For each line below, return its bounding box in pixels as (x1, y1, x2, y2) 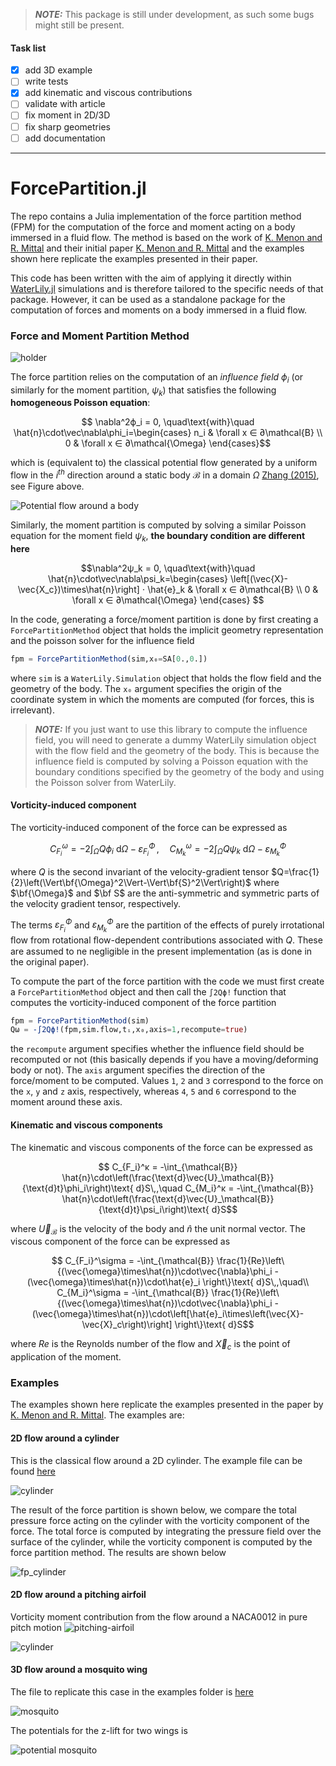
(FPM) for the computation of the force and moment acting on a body (10, 220, 296, 233)
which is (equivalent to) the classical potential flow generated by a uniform (10, 457, 318, 469)
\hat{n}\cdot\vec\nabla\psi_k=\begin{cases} (47, 572, 229, 584)
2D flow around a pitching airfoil (10, 1589, 147, 1601)
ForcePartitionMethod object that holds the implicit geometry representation (10, 624, 324, 636)
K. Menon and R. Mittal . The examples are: (10, 1409, 185, 1421)
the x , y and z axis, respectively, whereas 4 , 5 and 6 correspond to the (10, 1085, 297, 1098)
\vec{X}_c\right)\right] (81, 1319, 173, 1331)
